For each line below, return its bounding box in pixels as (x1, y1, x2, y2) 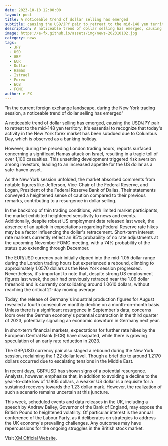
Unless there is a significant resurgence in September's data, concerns (5, 307, 151, 313)
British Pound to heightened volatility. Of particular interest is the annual (5, 409, 153, 416)
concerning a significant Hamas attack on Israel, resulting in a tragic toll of (5, 151, 158, 157)
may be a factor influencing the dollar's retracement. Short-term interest (5, 229, 154, 235)
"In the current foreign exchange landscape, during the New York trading (5, 105, 155, 111)
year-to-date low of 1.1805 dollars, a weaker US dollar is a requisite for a (5, 379, 153, 385)
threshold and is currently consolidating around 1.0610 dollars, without (5, 281, 150, 287)
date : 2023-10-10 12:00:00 (5, 7, 61, 13)
